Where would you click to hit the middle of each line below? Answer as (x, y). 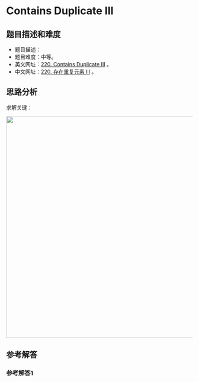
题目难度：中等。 (36, 57)
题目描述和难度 (33, 34)
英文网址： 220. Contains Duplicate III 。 (63, 64)
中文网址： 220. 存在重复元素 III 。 (56, 72)
